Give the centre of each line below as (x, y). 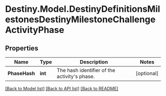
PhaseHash (21, 73)
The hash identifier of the (86, 70)
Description (94, 62)
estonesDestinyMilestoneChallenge (80, 19)
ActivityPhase (35, 30)
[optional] (147, 73)
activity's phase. (76, 76)
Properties (22, 48)
